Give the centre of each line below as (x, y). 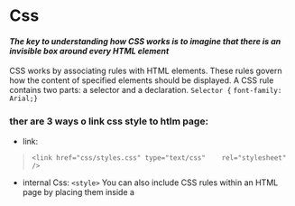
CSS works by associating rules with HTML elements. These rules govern (146, 71)
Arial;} (24, 99)
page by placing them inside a (78, 192)
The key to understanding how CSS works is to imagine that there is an (145, 41)
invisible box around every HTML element (89, 51)
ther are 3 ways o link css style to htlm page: (109, 121)
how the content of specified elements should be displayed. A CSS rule (142, 80)
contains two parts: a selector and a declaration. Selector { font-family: (146, 90)
